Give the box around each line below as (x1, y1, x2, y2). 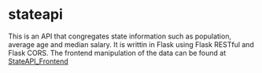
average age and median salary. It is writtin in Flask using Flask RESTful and (8, 39, 254, 49)
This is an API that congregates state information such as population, (8, 31, 232, 41)
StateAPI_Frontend (8, 57, 68, 66)
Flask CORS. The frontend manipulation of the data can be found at (8, 48, 227, 57)
